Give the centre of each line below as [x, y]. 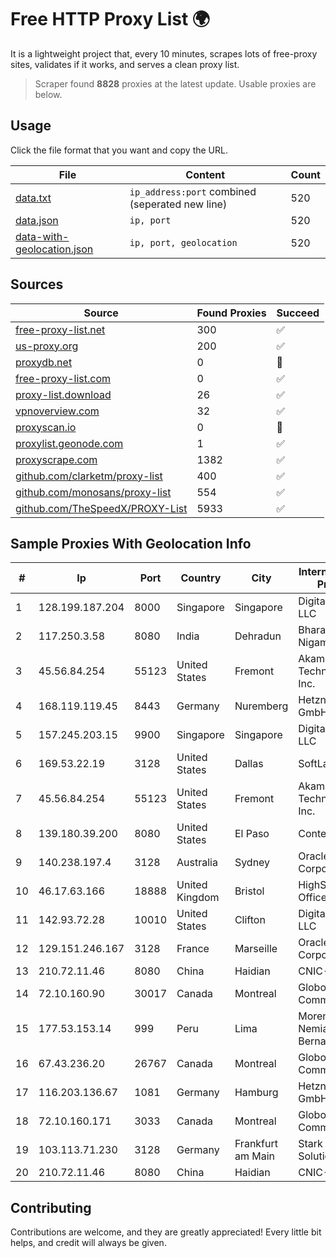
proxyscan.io [46, 427]
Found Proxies [231, 313]
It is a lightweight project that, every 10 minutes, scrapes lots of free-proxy [164, 53]
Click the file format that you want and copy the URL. [119, 150]
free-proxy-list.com [63, 378]
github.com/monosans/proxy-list [93, 492]
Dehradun [258, 636]
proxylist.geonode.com [69, 443]
